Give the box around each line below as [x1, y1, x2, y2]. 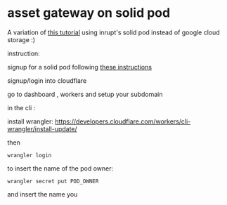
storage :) [7, 35, 36, 44]
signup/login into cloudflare [7, 76, 87, 85]
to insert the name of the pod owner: [7, 164, 114, 173]
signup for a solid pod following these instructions [7, 62, 153, 71]
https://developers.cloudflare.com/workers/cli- [55, 117, 191, 126]
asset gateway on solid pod [7, 5, 171, 21]
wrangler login [7, 152, 52, 159]
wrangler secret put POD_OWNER [7, 178, 99, 185]
